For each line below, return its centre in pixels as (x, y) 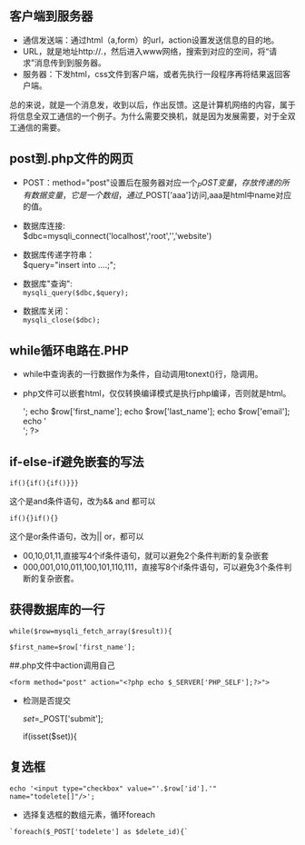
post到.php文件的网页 (72, 159)
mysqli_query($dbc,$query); (75, 293)
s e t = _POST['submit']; (63, 718)
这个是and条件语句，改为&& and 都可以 (83, 502)
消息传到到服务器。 (70, 63)
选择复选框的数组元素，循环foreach (89, 814)
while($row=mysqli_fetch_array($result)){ (91, 631)
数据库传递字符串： (59, 255)
